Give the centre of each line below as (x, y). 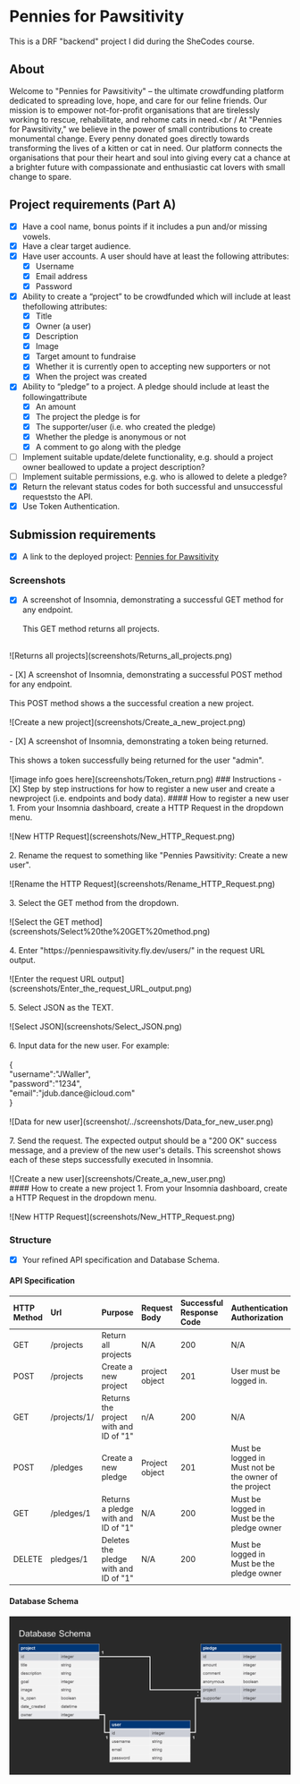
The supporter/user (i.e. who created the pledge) (125, 426)
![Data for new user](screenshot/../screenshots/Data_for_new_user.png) (142, 1122)
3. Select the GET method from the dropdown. (94, 903)
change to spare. (41, 176)
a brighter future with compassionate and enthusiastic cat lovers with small (147, 166)
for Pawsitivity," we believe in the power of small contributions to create (141, 129)
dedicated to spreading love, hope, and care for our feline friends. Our (138, 100)
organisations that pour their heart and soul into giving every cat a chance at (150, 158)
